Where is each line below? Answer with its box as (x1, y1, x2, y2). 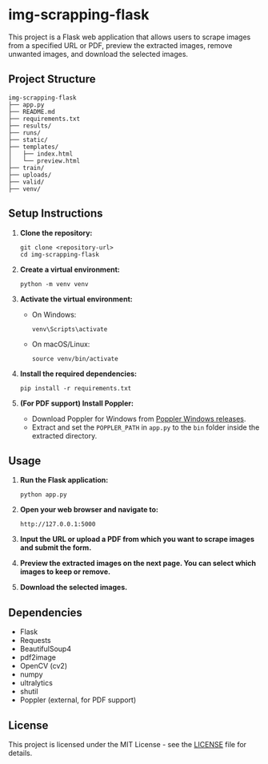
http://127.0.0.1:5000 (19, 520, 96, 528)
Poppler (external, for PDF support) (19, 695, 137, 705)
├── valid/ (8, 178, 45, 186)
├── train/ (8, 164, 45, 172)
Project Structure (8, 72, 96, 86)
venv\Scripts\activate (31, 325, 108, 333)
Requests (19, 636, 51, 645)
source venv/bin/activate (31, 354, 118, 362)
